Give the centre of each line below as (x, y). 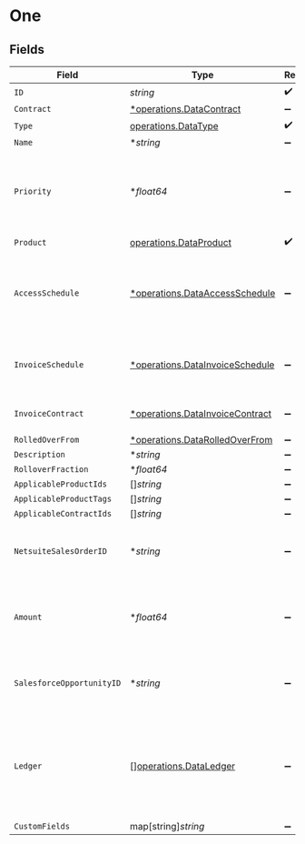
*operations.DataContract (186, 109)
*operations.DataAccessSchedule (203, 293)
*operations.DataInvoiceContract (201, 413)
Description (40, 454)
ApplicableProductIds (60, 484)
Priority (33, 191)
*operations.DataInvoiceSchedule (202, 365)
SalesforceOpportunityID (68, 683)
